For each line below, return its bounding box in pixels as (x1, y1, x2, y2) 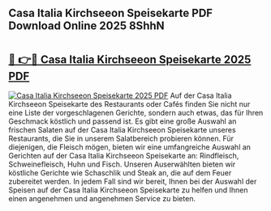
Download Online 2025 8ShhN (8, 19, 165, 33)
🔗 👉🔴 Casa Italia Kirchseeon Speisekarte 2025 (8, 53, 252, 66)
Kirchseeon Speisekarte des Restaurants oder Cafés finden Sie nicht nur (8, 99, 251, 108)
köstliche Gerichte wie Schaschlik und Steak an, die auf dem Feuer (8, 168, 232, 177)
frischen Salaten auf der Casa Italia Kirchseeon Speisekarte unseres (8, 125, 237, 134)
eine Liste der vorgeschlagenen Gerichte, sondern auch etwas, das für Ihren (8, 108, 264, 117)
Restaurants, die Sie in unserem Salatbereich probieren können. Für (8, 133, 234, 143)
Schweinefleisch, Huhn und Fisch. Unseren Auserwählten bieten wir (8, 159, 236, 169)
